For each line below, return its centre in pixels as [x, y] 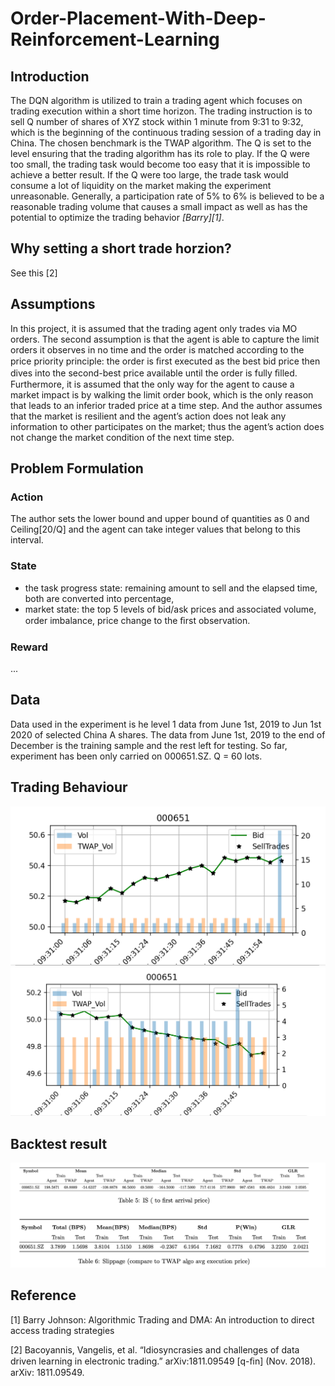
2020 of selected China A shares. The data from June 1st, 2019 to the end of [168, 734]
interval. [27, 540]
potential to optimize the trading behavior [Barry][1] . [117, 217]
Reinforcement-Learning [115, 39]
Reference [43, 1295]
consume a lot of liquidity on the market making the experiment [141, 185]
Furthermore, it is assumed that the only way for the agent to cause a [152, 384]
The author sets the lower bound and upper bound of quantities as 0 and [160, 519]
